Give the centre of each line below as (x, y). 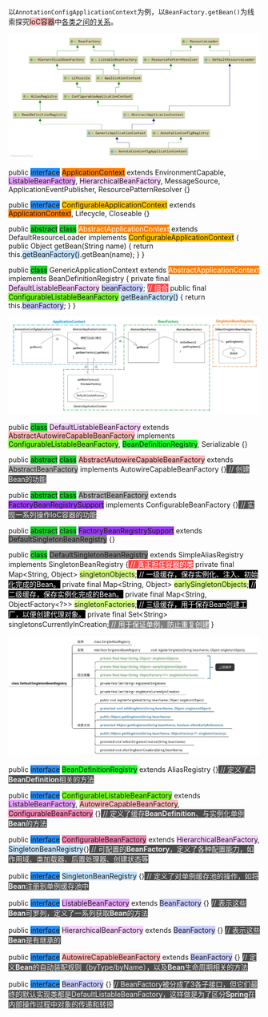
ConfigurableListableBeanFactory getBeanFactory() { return (107, 297)
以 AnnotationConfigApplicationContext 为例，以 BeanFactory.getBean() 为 (128, 12)
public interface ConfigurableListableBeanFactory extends (104, 795)
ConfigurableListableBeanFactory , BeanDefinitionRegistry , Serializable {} (128, 444)
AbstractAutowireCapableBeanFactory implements (92, 436)
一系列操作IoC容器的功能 (56, 514)
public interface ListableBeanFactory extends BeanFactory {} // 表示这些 (127, 902)
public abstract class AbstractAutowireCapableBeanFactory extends (121, 460)
